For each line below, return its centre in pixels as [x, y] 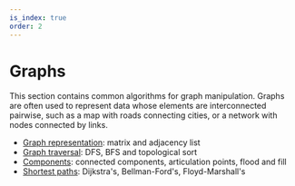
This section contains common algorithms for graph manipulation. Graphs [147, 96]
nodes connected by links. [59, 125]
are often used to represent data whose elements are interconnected [138, 106]
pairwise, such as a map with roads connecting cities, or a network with [143, 115]
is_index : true [38, 18]
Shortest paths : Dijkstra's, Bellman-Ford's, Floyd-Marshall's [134, 171]
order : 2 [26, 26]
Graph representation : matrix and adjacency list [112, 142]
